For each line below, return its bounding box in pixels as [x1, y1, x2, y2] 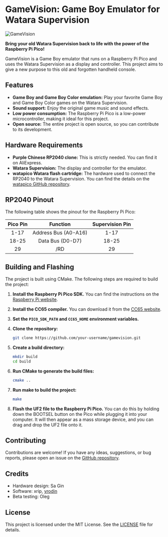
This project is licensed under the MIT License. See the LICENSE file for [5, 521, 153, 527]
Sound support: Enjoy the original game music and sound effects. [12, 105, 149, 111]
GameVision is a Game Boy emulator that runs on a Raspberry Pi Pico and [5, 55, 157, 61]
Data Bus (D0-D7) [38, 237, 82, 244]
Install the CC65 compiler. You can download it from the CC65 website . [12, 306, 162, 312]
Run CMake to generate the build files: [12, 368, 94, 374]
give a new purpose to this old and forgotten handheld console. [5, 66, 136, 72]
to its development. [12, 126, 53, 132]
